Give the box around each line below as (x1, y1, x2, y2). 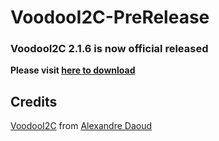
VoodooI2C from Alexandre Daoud (10, 120, 152, 132)
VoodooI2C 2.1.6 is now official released (10, 42, 209, 56)
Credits (10, 93, 58, 110)
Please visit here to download (10, 64, 136, 76)
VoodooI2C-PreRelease (10, 6, 210, 29)
